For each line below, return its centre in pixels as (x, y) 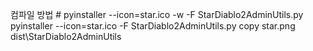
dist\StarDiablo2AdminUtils (66, 36)
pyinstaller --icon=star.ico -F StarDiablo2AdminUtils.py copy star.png (153, 26)
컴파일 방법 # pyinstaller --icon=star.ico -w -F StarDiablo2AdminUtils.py (157, 14)
